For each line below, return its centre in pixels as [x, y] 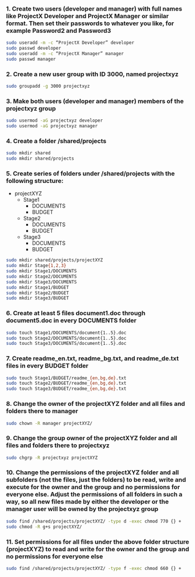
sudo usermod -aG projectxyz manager [52, 126]
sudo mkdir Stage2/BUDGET [37, 293]
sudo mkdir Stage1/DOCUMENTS [41, 271]
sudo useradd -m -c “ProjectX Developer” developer [70, 43]
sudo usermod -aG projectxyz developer [55, 121]
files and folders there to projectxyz [58, 445]
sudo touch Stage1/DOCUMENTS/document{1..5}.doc [66, 333]
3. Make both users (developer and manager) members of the [95, 101]
